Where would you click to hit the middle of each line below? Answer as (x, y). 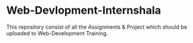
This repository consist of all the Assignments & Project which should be (97, 27)
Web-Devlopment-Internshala (84, 10)
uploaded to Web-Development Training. (57, 33)
